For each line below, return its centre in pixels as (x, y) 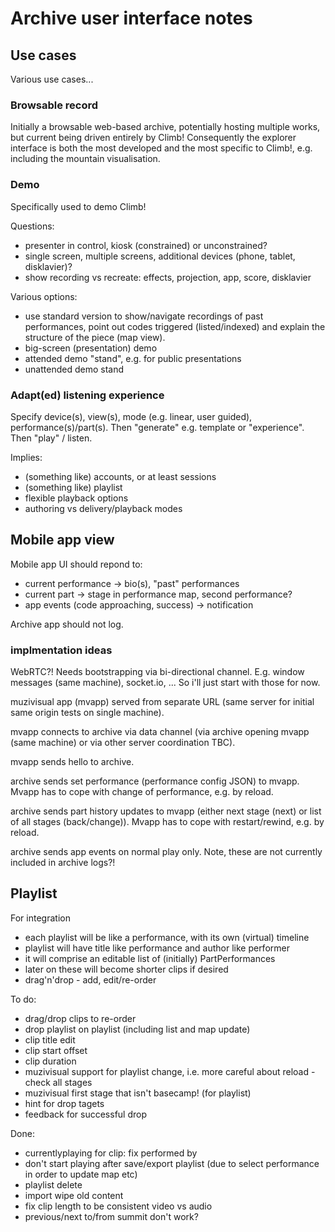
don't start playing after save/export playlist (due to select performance (172, 1163)
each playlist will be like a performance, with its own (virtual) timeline (167, 937)
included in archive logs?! (63, 862)
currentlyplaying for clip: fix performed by (111, 1153)
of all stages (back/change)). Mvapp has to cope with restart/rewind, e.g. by (167, 821)
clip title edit (50, 1039)
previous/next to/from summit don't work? (111, 1216)
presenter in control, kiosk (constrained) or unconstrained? (146, 245)
